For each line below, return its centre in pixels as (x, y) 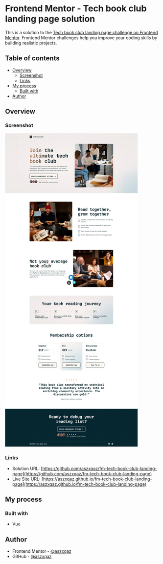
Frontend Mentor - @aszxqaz (42, 551)
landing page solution (50, 19)
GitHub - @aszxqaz (32, 557)
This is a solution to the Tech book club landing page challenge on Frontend (81, 32)
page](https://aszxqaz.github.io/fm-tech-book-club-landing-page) (79, 484)
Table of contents (32, 59)
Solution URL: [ (27, 469)
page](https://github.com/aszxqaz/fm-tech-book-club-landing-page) (82, 473)
